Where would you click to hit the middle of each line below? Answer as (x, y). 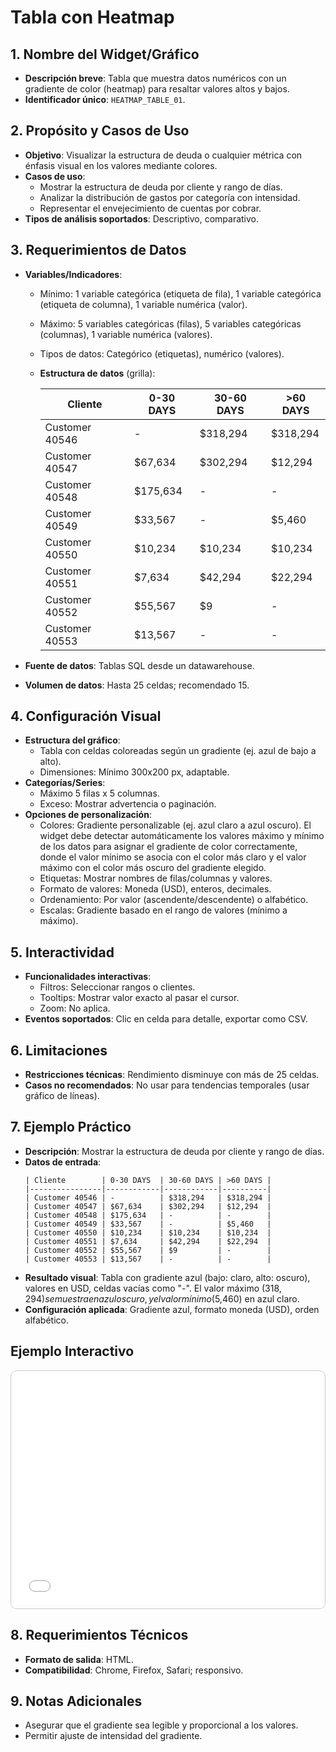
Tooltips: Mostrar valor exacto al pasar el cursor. (139, 998)
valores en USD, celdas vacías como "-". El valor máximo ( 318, (153, 1288)
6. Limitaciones (59, 1050)
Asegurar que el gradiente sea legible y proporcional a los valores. (161, 1725)
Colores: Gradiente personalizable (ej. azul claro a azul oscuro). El (175, 825)
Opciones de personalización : (88, 815)
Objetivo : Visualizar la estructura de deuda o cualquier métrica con (163, 155)
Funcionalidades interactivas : (88, 977)
